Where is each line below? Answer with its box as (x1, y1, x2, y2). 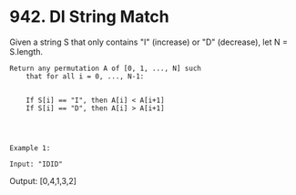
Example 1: (9, 143, 51, 152)
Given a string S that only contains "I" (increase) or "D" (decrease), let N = (9, 36, 289, 47)
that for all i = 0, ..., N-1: (26, 71, 145, 81)
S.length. (9, 46, 44, 56)
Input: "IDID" (9, 159, 64, 169)
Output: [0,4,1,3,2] (9, 175, 77, 186)
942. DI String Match (9, 6, 170, 27)
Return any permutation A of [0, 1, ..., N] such (9, 64, 202, 73)
